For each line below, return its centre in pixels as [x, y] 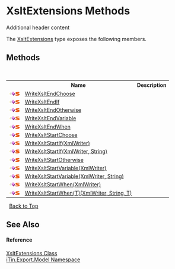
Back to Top [23, 206]
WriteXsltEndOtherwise [53, 110]
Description [152, 85]
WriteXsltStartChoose [51, 134]
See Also [23, 225]
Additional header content [38, 27]
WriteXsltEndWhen [48, 127]
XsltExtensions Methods [68, 11]
